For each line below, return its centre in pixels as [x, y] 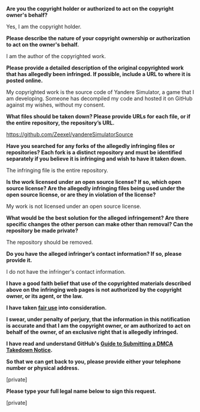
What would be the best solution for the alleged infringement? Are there [98, 218]
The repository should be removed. [50, 242]
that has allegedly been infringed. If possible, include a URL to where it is [99, 74]
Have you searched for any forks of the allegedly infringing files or [91, 146]
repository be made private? [42, 231]
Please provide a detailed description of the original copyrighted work [95, 68]
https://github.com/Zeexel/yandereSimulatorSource [70, 134]
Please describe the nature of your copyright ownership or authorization [98, 38]
